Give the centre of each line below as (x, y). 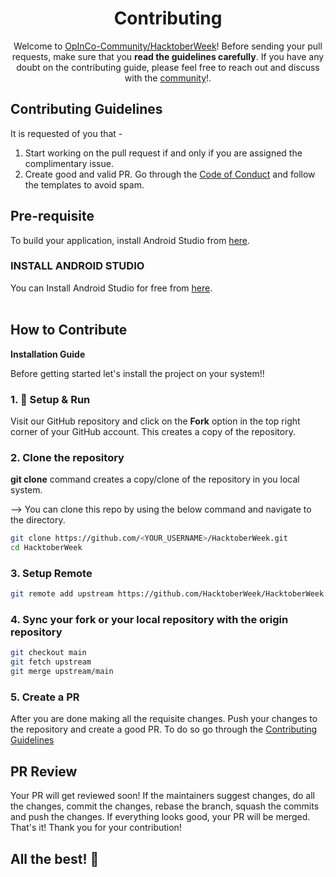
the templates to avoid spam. (84, 184)
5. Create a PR (45, 697)
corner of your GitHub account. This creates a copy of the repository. (153, 431)
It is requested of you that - (66, 133)
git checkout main (48, 653)
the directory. (38, 520)
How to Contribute (69, 330)
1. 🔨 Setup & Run (50, 399)
